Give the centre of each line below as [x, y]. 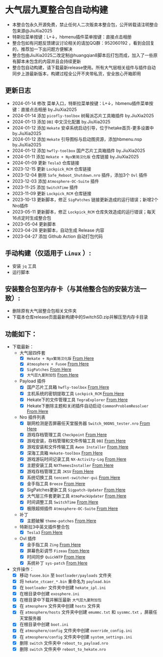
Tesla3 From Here [45, 532]
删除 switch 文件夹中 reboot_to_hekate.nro [63, 649]
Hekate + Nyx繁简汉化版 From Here [60, 358]
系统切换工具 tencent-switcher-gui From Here [73, 478]
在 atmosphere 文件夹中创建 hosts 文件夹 [60, 606]
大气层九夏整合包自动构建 [57, 10]
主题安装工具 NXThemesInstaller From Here [70, 465]
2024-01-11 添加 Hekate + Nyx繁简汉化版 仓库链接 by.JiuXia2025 [75, 156]
